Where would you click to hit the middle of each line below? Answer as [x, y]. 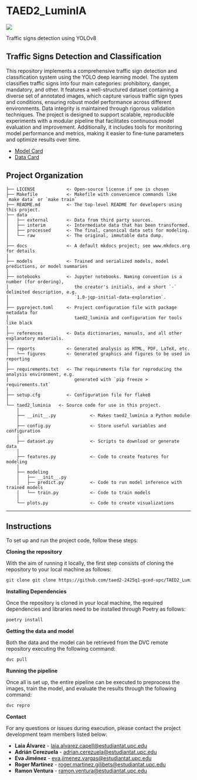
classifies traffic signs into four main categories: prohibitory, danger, [89, 83]
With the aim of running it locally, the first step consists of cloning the [90, 563]
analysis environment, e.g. [40, 374]
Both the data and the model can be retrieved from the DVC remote [87, 642]
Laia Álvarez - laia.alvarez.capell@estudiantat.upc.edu [81, 745]
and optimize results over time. [43, 139]
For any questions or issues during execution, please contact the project [94, 728]
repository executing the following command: [61, 649]
